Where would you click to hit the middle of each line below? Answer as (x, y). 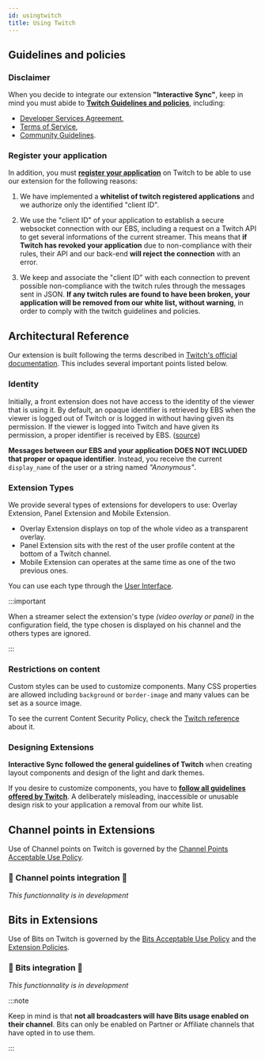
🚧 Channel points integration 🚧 (68, 878)
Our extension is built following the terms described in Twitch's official (123, 355)
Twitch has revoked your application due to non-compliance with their (136, 245)
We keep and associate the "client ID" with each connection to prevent (135, 278)
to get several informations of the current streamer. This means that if (133, 237)
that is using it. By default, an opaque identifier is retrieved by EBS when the (132, 410)
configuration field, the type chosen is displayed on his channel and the (125, 625)
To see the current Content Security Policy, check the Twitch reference (124, 719)
